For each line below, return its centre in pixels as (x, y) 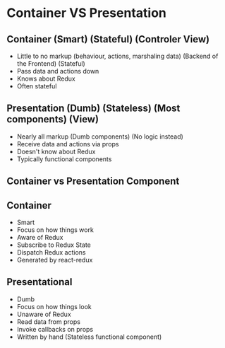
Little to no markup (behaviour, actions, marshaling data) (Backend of (117, 56)
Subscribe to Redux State (54, 245)
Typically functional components (64, 159)
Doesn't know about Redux (56, 151)
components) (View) (53, 119)
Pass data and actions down (58, 71)
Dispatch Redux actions (51, 253)
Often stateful (37, 86)
